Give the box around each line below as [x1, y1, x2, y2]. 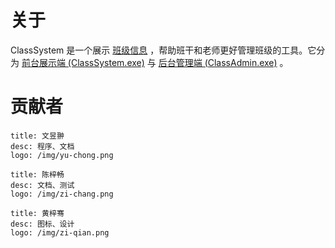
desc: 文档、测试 [10, 180, 75, 190]
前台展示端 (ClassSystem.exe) [21, 56, 145, 68]
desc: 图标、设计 [10, 219, 75, 229]
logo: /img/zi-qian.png [10, 227, 110, 238]
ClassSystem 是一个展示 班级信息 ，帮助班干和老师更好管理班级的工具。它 [10, 44, 317, 56]
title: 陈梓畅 [10, 169, 65, 180]
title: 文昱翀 [10, 131, 65, 141]
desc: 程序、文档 [10, 141, 75, 151]
